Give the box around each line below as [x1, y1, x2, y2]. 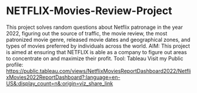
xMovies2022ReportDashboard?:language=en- [6, 74, 121, 81]
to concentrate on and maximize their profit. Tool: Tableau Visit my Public [6, 55, 183, 62]
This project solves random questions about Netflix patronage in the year [6, 24, 183, 31]
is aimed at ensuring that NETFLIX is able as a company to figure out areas [6, 48, 187, 55]
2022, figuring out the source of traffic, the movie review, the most [6, 29, 168, 36]
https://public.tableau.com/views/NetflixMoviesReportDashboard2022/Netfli [6, 67, 191, 74]
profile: [6, 61, 24, 68]
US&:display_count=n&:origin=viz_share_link [6, 79, 113, 87]
